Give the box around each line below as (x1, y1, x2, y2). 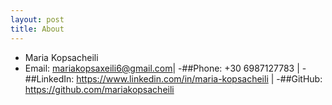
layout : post (10, 14, 65, 25)
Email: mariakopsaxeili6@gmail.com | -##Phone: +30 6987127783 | (24, 62, 300, 74)
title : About (10, 24, 65, 34)
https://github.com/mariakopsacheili (24, 83, 175, 95)
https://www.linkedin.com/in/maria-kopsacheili (76, 72, 269, 85)
